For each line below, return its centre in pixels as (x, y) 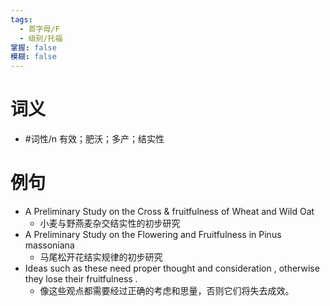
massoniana (49, 245)
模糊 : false (33, 57)
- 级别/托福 (41, 38)
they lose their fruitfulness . (81, 279)
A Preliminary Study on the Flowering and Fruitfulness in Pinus (153, 234)
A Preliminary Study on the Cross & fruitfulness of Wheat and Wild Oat (169, 211)
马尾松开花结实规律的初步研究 (101, 257)
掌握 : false (33, 47)
